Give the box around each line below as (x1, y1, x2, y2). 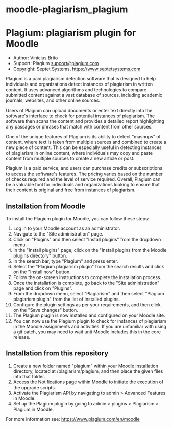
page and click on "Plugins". (13, 285, 73, 291)
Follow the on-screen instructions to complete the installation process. (13, 274, 162, 280)
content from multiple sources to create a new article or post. (6, 155, 135, 162)
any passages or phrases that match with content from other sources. (6, 124, 153, 130)
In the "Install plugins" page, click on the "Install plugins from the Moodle (13, 247, 167, 253)
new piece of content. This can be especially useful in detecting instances (6, 144, 162, 151)
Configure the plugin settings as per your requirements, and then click (13, 301, 161, 308)
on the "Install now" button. (13, 269, 71, 275)
